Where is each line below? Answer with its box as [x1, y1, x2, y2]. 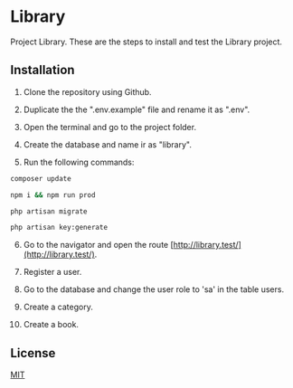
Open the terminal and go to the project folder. [23, 121, 197, 132]
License [10, 345, 56, 361]
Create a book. [23, 319, 80, 330]
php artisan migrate [10, 206, 89, 216]
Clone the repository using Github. [23, 86, 152, 97]
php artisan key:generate [10, 223, 108, 232]
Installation [10, 62, 75, 78]
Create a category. [23, 301, 93, 313]
